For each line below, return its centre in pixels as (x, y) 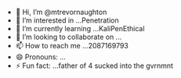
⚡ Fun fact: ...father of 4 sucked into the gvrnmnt (94, 66)
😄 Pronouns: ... (41, 57)
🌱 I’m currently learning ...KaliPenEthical (80, 28)
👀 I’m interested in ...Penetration (67, 20)
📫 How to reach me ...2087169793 (72, 46)
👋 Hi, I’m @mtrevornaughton (61, 12)
